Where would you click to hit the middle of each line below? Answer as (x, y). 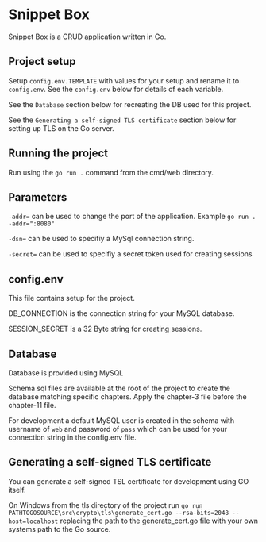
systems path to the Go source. (60, 529)
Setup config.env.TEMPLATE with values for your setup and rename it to (124, 80)
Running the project (58, 154)
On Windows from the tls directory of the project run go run (106, 505)
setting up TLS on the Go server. (62, 128)
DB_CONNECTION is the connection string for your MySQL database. (121, 313)
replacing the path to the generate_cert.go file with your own (159, 521)
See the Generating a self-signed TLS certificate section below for (122, 120)
